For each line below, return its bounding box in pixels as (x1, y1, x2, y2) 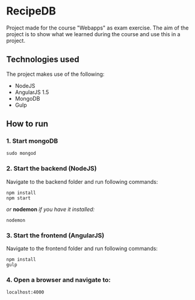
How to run (6, 119, 49, 129)
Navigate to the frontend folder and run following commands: (6, 245, 158, 252)
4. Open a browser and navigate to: (6, 275, 111, 284)
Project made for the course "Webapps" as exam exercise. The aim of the (6, 24, 189, 31)
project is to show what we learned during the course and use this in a (6, 30, 181, 37)
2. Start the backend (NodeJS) (6, 164, 97, 173)
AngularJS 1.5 (14, 89, 49, 96)
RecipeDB (6, 4, 56, 18)
